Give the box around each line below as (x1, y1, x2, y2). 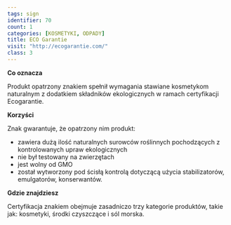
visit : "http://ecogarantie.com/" (7, 43, 109, 50)
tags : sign (7, 10, 39, 18)
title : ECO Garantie (7, 36, 68, 43)
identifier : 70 (7, 17, 52, 24)
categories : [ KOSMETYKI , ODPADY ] (7, 29, 105, 37)
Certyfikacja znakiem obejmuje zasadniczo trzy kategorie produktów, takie (7, 202, 223, 210)
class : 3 (7, 50, 33, 57)
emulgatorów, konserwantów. (17, 175, 103, 183)
